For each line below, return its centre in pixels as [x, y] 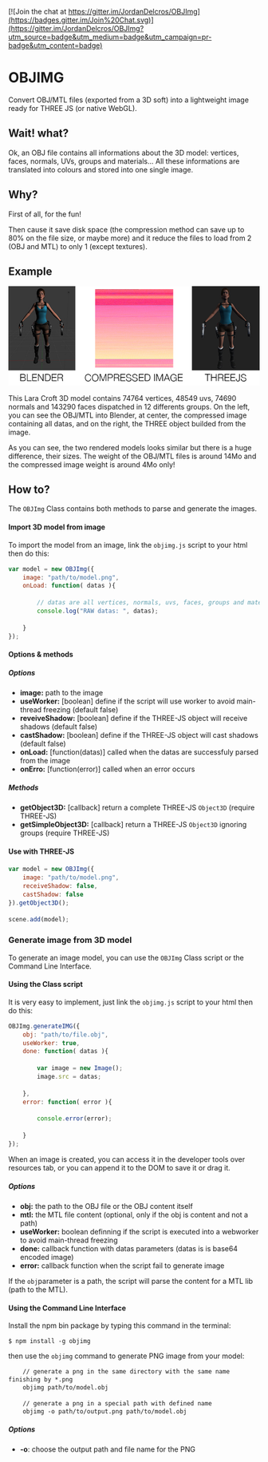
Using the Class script [46, 985]
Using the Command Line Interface [67, 1308]
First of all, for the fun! [45, 214]
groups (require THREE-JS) [65, 833]
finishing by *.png [41, 1380]
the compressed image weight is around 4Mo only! [92, 464]
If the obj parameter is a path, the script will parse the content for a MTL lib [131, 1281]
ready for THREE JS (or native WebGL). [73, 108]
